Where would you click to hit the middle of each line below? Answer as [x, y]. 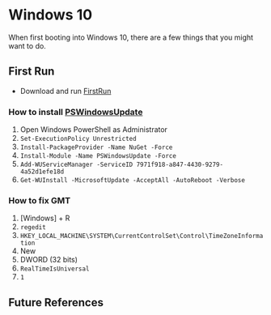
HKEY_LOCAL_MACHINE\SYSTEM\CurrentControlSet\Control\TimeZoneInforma [142, 236]
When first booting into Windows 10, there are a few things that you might [131, 37]
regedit [33, 228]
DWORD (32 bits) [49, 260]
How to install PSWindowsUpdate [76, 112]
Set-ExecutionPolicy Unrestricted [78, 139]
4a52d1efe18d [42, 172]
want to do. [27, 45]
